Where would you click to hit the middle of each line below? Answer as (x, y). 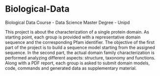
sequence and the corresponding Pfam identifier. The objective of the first (80, 42)
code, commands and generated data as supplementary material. (71, 68)
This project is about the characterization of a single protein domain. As (77, 32)
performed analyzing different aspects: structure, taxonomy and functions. (80, 57)
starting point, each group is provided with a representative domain (73, 37)
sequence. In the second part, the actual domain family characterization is (80, 53)
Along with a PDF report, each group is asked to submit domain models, (78, 63)
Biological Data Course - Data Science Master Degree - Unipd (68, 22)
